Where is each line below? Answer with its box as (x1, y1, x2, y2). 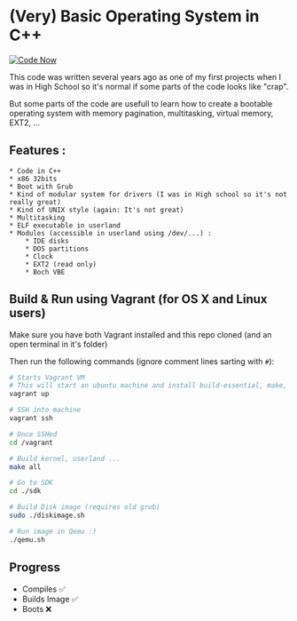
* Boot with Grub (9, 182, 74, 191)
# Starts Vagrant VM (9, 373, 86, 382)
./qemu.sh (9, 535, 46, 544)
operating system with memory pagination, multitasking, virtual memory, (9, 107, 274, 118)
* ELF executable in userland (9, 220, 121, 230)
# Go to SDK (9, 478, 53, 488)
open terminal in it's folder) (9, 338, 108, 349)
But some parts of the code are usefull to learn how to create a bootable (9, 98, 273, 108)
